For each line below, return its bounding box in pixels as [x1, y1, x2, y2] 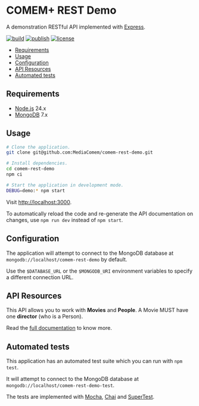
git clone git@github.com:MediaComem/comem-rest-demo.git [6, 149, 153, 155]
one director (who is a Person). [6, 313, 83, 320]
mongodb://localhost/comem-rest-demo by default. [6, 255, 128, 263]
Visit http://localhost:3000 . [6, 198, 72, 205]
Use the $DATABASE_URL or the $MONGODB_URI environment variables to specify [6, 267, 192, 274]
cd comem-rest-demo [6, 166, 55, 172]
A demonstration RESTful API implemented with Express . [6, 23, 146, 30]
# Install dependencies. [6, 160, 68, 167]
